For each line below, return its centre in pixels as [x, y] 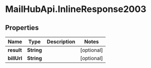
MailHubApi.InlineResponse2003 [76, 9]
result [15, 50]
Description [61, 42]
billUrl [15, 58]
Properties [22, 28]
